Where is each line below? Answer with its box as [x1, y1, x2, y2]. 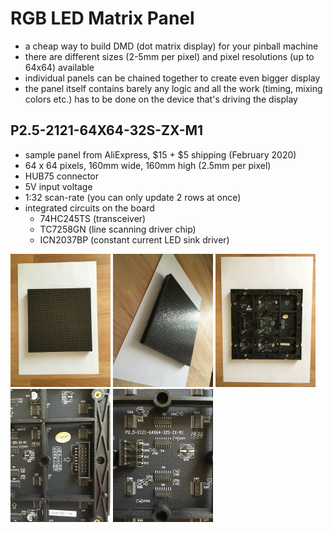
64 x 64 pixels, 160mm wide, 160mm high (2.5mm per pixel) [24, 159, 272, 171]
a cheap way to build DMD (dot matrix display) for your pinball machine [24, 40, 319, 52]
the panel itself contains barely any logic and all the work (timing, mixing [24, 82, 323, 94]
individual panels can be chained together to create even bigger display [24, 72, 321, 84]
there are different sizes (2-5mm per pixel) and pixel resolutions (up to [24, 50, 315, 62]
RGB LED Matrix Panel [10, 7, 195, 30]
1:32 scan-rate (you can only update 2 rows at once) [24, 191, 242, 203]
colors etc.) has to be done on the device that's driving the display [24, 93, 298, 105]
